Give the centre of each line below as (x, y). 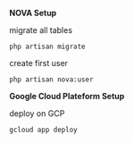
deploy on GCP (37, 114)
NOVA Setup (33, 13)
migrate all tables (41, 30)
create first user (39, 63)
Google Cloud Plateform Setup (67, 96)
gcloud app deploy (43, 130)
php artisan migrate (48, 46)
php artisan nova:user (51, 80)
